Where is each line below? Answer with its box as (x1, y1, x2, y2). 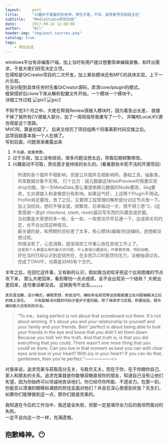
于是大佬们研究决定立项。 (14, 65, 67, 71)
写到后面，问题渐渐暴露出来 (5, 138, 63, 144)
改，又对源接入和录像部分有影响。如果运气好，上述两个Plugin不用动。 (17, 190, 162, 196)
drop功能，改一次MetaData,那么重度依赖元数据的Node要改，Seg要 (17, 184, 156, 190)
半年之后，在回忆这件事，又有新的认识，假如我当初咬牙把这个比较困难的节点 (5, 269, 163, 275)
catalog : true (5, 36, 35, 41)
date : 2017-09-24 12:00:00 (5, 21, 75, 27)
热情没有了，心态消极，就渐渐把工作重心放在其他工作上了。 (17, 240, 141, 246)
